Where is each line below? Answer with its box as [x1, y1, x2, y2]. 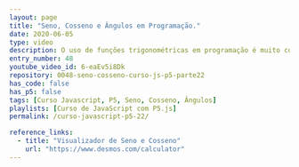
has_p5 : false [9, 87, 62, 96]
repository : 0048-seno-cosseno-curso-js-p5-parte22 [9, 71, 205, 80]
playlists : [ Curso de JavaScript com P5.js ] [9, 104, 177, 113]
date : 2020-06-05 [9, 29, 74, 38]
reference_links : [9, 128, 74, 138]
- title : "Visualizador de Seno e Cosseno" [17, 137, 181, 146]
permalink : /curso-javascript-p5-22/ [9, 112, 149, 121]
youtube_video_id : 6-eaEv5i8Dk [9, 63, 125, 72]
